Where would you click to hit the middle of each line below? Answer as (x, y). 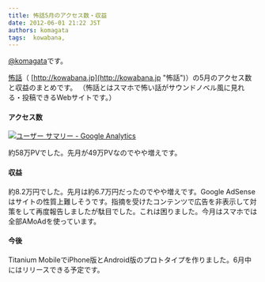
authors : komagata (38, 30)
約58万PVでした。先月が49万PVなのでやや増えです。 (95, 153)
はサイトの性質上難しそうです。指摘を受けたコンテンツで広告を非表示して (129, 201)
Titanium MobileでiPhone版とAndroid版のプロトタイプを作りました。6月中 (130, 259)
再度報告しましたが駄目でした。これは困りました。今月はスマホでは (146, 211)
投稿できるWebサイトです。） (69, 98)
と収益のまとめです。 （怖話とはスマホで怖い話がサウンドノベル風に (119, 88)
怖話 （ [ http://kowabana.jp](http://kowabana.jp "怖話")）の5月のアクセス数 (130, 78)
